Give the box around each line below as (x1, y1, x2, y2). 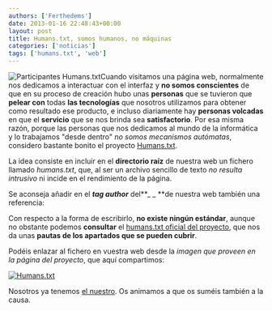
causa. (8, 295, 31, 305)
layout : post (8, 27, 53, 35)
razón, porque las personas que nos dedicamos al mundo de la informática (8, 123, 258, 133)
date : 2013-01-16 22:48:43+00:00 (8, 19, 121, 28)
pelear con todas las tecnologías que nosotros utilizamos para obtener (8, 98, 247, 107)
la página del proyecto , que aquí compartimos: (8, 255, 164, 264)
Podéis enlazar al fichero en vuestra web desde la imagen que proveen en (8, 246, 257, 256)
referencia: (8, 198, 45, 207)
